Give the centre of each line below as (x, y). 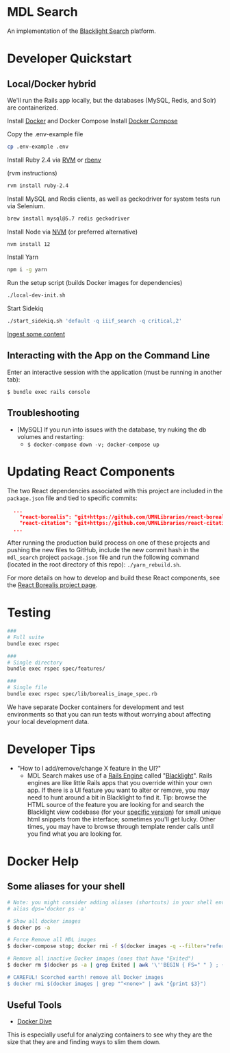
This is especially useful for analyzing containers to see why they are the (110, 1035)
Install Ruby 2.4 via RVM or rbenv (54, 160)
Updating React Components (91, 472)
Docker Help (43, 862)
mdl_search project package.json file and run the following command (103, 557)
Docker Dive (35, 1021)
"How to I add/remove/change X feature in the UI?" (89, 768)
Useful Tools (35, 1005)
